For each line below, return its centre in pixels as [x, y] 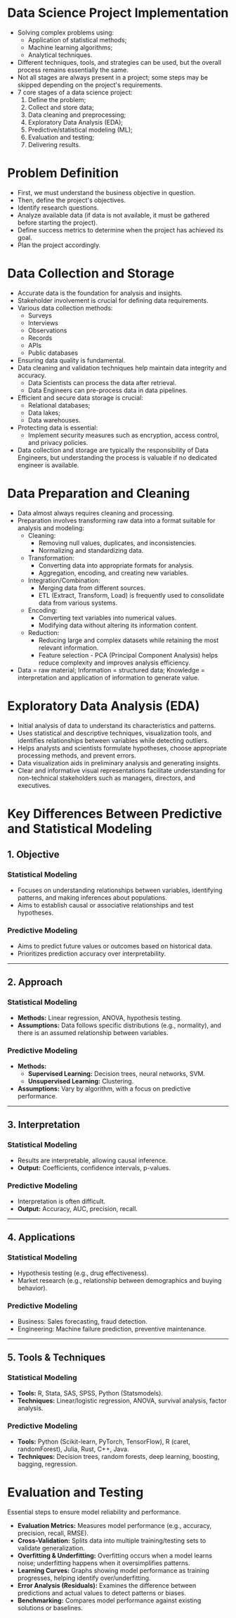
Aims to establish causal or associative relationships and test [105, 905]
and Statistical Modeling [80, 828]
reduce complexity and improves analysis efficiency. [114, 663]
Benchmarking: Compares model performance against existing [109, 1600]
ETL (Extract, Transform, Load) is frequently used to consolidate [131, 595]
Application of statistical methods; [77, 39]
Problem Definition [63, 173]
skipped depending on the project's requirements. [90, 84]
